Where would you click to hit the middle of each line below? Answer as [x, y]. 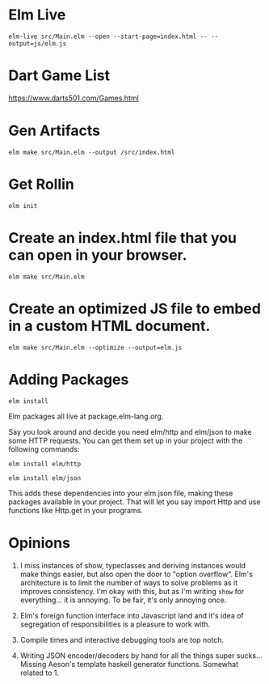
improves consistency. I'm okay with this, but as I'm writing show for [132, 591]
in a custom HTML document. [109, 326]
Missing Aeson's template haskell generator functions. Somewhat [129, 664]
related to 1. [39, 673]
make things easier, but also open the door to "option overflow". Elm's [136, 574]
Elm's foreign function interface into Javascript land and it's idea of [132, 615]
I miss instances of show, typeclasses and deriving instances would [133, 565]
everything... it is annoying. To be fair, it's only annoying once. [123, 600]
